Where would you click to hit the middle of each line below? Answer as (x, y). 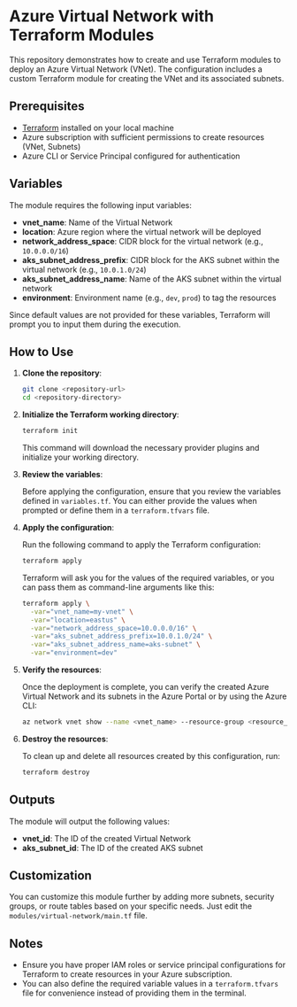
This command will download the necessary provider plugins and (141, 448)
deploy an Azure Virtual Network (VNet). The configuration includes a (136, 69)
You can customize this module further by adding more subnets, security (142, 897)
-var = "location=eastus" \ (78, 620)
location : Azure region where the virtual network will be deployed (141, 231)
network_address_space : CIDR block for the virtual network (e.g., (142, 241)
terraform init (50, 431)
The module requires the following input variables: (100, 205)
